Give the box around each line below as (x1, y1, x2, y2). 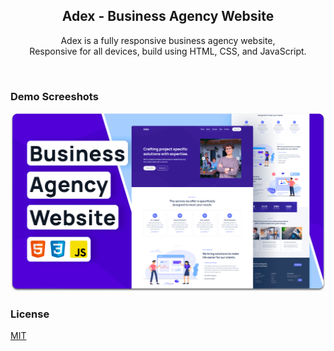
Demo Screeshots (10, 89, 99, 103)
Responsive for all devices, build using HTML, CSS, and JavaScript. (29, 45, 307, 57)
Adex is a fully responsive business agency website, (60, 34, 276, 46)
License (10, 307, 50, 321)
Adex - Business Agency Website (61, 8, 275, 25)
